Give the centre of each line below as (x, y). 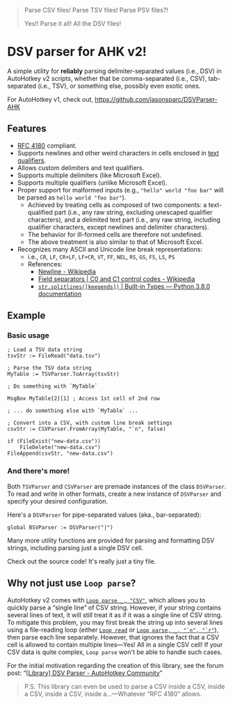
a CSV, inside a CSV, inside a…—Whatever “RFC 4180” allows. (113, 694)
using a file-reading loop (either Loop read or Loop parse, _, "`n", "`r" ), (113, 630)
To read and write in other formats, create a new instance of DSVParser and (114, 494)
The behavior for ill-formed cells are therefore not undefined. (115, 234)
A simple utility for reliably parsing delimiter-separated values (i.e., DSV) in (115, 71)
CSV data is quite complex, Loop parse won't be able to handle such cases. (115, 652)
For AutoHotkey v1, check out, (50, 99)
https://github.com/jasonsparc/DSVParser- (156, 99)
